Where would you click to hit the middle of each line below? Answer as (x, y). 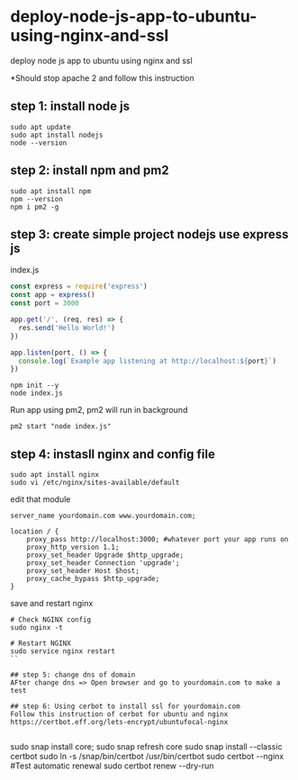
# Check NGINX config (51, 620)
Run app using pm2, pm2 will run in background (99, 410)
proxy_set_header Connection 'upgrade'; (103, 563)
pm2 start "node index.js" (61, 426)
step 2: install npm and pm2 (90, 170)
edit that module (41, 499)
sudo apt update (41, 127)
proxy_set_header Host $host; (83, 571)
